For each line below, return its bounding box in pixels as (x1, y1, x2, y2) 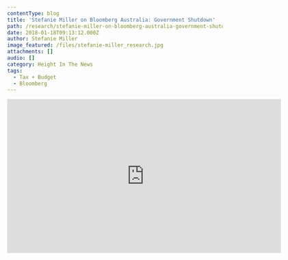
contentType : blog (7, 10, 60, 17)
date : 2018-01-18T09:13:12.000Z (7, 29, 99, 36)
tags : (7, 67, 23, 74)
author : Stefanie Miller (7, 36, 78, 42)
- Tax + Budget (13, 73, 57, 81)
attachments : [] (7, 49, 53, 55)
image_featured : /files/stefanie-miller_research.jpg (7, 42, 164, 49)
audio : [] (7, 55, 36, 62)
